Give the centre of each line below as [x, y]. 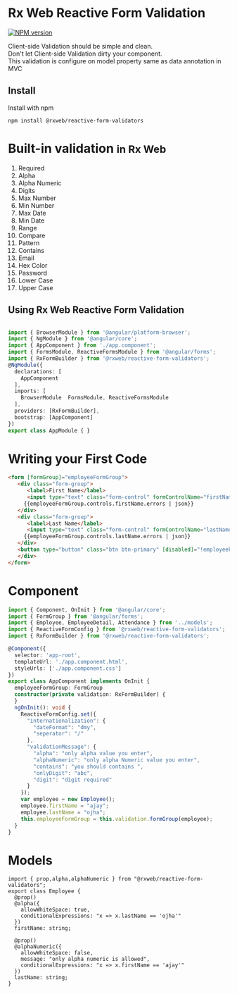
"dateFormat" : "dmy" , [65, 727]
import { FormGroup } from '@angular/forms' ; [76, 616]
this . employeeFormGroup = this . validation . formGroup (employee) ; [117, 819]
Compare [32, 235]
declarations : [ [38, 371]
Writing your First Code [77, 459]
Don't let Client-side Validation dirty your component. [85, 54]
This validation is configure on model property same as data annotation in [115, 61]
